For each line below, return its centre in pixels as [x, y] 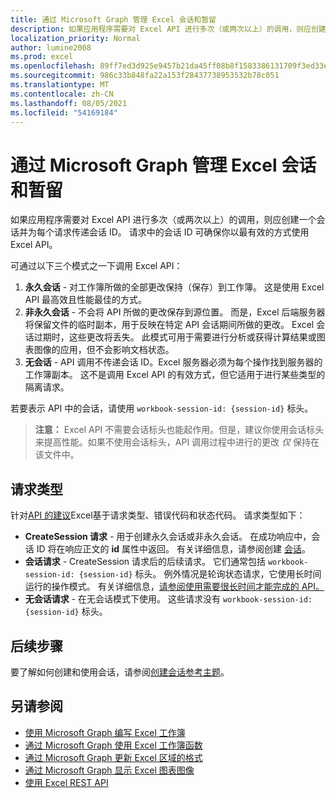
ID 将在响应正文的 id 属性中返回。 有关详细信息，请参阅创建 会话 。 [173, 549]
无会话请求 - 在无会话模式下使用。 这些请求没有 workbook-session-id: [168, 599]
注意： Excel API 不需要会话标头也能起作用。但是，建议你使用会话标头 [179, 430]
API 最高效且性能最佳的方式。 [86, 300]
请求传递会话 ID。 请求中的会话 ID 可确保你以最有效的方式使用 [181, 232]
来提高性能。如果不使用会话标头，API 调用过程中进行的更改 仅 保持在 [177, 442]
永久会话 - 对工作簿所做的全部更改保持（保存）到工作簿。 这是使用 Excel [174, 287]
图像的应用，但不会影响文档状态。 [104, 350]
